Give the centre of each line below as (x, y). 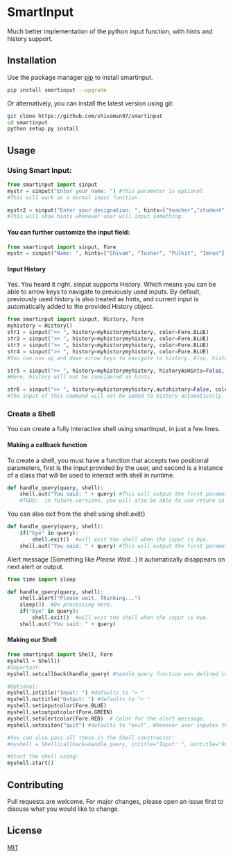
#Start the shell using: (43, 757)
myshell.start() (31, 763)
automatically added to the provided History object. (80, 307)
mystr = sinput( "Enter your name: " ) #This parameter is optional (105, 191)
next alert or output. (36, 566)
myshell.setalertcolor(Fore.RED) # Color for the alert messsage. (107, 718)
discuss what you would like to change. (63, 809)
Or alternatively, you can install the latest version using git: (91, 103)
